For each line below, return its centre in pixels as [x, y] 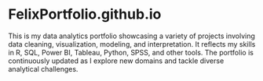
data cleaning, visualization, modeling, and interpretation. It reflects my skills [132, 44]
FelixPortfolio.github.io [85, 14]
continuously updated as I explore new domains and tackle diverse [116, 61]
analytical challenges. [43, 69]
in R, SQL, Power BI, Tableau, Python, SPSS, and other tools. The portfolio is [131, 52]
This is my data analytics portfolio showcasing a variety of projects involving [131, 36]
